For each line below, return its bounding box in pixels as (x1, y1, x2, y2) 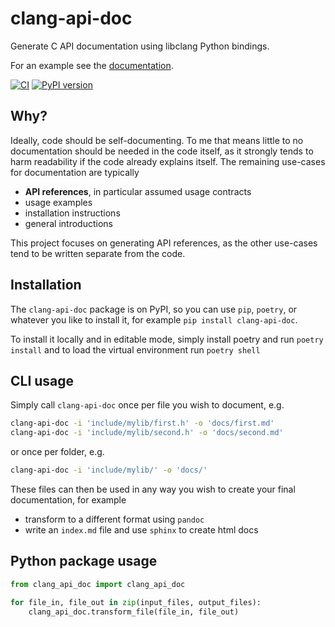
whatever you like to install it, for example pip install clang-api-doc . (10, 313, 298, 326)
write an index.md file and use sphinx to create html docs (24, 524, 259, 536)
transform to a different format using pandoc (24, 513, 205, 525)
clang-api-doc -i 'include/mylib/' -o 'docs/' (10, 465, 208, 476)
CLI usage (10, 372, 75, 389)
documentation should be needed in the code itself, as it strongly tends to (10, 145, 314, 157)
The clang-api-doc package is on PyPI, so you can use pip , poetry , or (10, 303, 298, 315)
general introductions (24, 217, 113, 229)
